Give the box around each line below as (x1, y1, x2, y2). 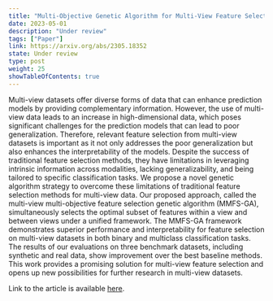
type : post (8, 58, 45, 66)
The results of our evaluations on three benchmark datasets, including (8, 242, 244, 251)
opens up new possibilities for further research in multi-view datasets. (8, 268, 244, 277)
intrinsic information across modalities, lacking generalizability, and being (8, 164, 254, 173)
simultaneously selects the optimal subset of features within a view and (8, 207, 248, 216)
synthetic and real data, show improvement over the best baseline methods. (8, 250, 262, 260)
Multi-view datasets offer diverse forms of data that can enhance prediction (8, 94, 262, 104)
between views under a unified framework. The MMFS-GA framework (8, 216, 242, 225)
